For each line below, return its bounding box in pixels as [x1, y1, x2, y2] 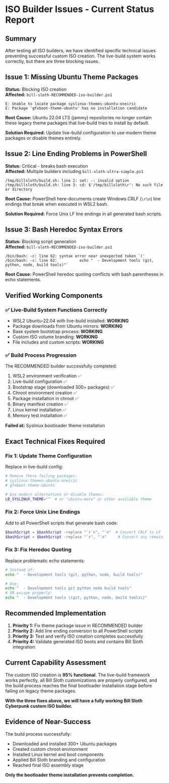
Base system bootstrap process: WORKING [12, 329, 103, 335]
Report [5, 14, 34, 26]
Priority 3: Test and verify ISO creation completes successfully [12, 633, 143, 639]
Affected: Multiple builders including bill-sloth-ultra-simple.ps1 [5, 168, 143, 174]
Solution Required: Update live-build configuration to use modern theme [5, 129, 156, 135]
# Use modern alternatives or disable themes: [5, 492, 105, 497]
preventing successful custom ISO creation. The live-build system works [5, 53, 156, 59]
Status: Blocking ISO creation [5, 86, 67, 92]
